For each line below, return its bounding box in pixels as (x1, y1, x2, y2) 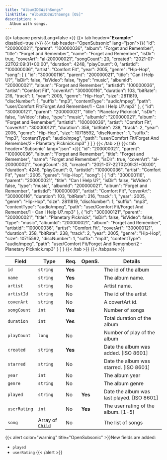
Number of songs (103, 307, 145, 314)
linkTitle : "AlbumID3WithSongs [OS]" (5, 12, 83, 17)
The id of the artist (103, 290, 147, 297)
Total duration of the (103, 315, 152, 322)
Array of (38, 417, 57, 424)
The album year (103, 372, 141, 379)
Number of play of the (103, 329, 156, 336)
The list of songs (103, 419, 143, 426)
